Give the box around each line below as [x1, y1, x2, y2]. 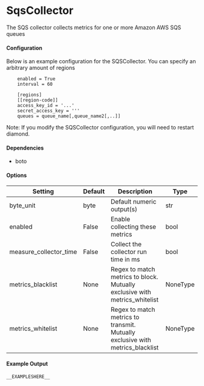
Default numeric [110, 197, 157, 205]
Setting [32, 187, 55, 195]
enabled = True [17, 76, 56, 82]
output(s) [110, 205, 138, 213]
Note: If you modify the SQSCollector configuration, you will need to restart [6, 124, 194, 131]
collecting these [110, 222, 157, 231]
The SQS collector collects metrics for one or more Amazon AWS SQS [6, 24, 182, 31]
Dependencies [6, 144, 44, 151]
